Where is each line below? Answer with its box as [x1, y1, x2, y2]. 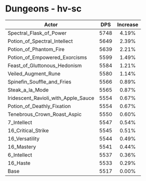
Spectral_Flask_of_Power [7, 29, 67, 36]
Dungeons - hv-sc [5, 3, 81, 14]
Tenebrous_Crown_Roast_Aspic [7, 110, 82, 117]
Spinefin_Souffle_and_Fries [7, 78, 71, 85]
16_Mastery [7, 143, 36, 150]
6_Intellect [7, 151, 32, 158]
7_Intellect [7, 118, 32, 125]
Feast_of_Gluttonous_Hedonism [7, 62, 82, 69]
